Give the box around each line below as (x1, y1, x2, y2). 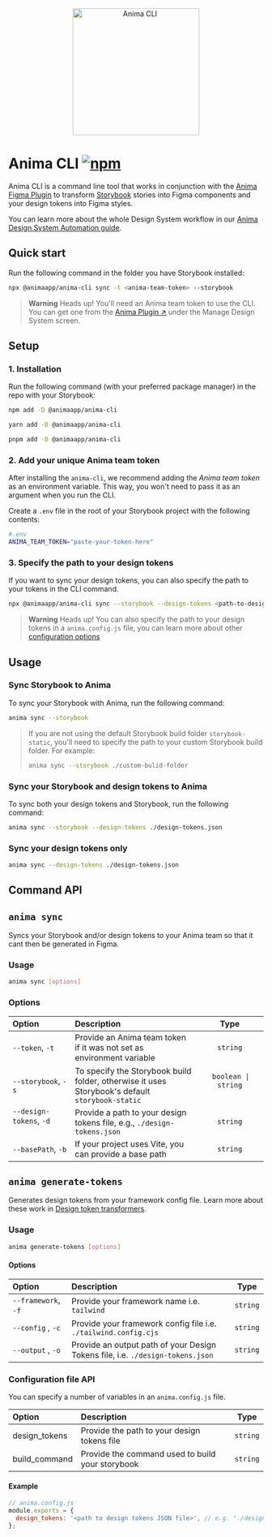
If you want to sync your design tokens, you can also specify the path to (8, 575, 249, 585)
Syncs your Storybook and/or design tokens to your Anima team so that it (8, 931, 253, 941)
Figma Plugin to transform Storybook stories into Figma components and (8, 190, 251, 200)
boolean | (211, 1071, 250, 1081)
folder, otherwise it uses (74, 1075, 167, 1087)
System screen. (28, 316, 81, 325)
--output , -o (12, 1344, 61, 1355)
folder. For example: (28, 746, 96, 756)
